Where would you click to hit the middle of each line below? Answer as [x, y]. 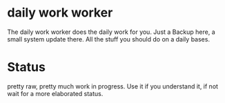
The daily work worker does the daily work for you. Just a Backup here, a [111, 32]
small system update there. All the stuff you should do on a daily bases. [109, 39]
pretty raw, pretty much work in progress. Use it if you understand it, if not [113, 86]
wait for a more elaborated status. [55, 93]
